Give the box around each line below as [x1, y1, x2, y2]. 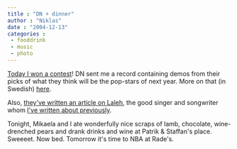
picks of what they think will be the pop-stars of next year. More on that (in [7, 77, 226, 85]
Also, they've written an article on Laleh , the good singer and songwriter [7, 98, 219, 106]
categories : [7, 30, 46, 38]
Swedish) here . [7, 84, 52, 93]
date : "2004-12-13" [7, 23, 69, 31]
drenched [7, 127, 36, 136]
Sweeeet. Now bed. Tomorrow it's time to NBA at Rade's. [7, 134, 175, 143]
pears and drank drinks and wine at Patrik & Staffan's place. [36, 127, 212, 136]
